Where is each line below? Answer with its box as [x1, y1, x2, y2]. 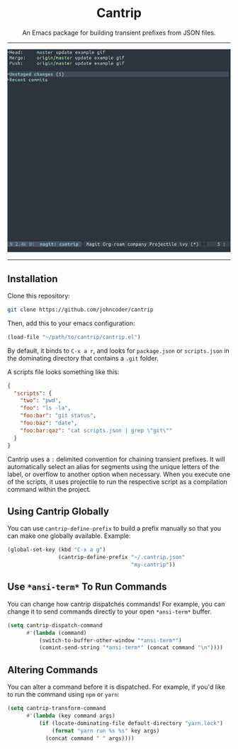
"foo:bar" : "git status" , [20, 412, 97, 419]
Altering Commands [7, 664, 98, 676]
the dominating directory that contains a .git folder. [7, 354, 159, 362]
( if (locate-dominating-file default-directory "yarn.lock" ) [38, 719, 223, 727]
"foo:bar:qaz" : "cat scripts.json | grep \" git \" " [20, 427, 173, 434]
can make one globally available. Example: [7, 531, 131, 540]
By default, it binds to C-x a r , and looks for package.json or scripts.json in [7, 346, 230, 355]
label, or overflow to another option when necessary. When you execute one [7, 470, 231, 478]
